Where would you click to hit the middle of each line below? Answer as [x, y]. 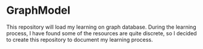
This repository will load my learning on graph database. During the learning [101, 27]
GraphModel [38, 10]
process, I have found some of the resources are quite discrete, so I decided [101, 33]
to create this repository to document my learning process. [80, 39]
